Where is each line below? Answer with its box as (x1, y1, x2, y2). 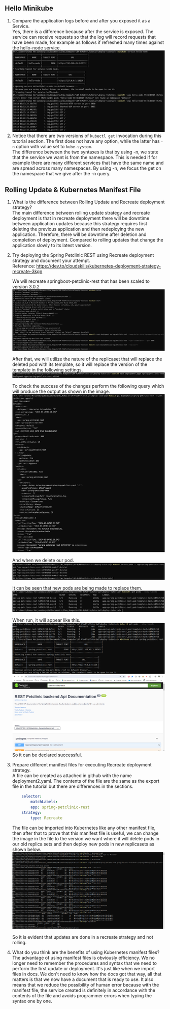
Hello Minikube (5, 4, 54, 13)
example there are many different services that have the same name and (12, 160, 164, 166)
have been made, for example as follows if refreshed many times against (12, 39, 164, 45)
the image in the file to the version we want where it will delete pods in (12, 835, 159, 841)
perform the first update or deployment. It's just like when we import (12, 965, 155, 971)
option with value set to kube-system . (15, 144, 92, 150)
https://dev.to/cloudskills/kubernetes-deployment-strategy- (36, 263, 161, 269)
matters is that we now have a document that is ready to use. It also (12, 976, 154, 983)
